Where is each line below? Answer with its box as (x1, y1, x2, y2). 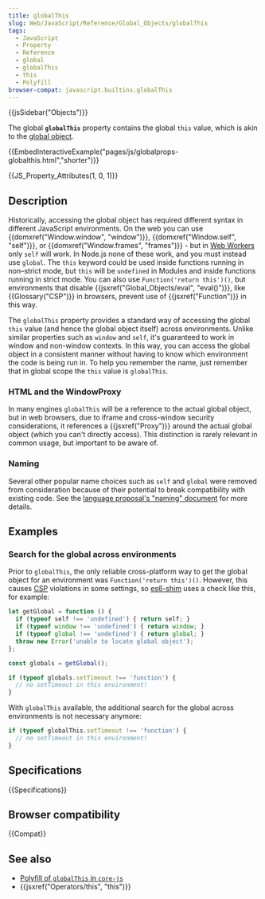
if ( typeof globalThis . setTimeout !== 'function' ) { (8, 727, 187, 735)
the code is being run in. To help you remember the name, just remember (8, 358, 248, 368)
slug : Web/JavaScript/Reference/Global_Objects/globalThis (8, 19, 208, 27)
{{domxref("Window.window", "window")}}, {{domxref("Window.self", (8, 232, 237, 242)
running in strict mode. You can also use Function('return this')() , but (8, 274, 246, 284)
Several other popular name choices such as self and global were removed (8, 476, 257, 486)
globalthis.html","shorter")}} (8, 156, 99, 165)
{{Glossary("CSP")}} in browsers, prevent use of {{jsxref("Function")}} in (8, 292, 247, 302)
